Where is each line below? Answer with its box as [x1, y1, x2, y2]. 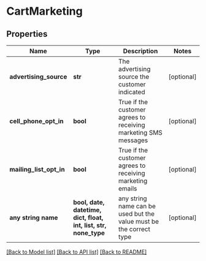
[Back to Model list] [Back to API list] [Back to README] [6, 248, 147, 255]
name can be [118, 202, 156, 210]
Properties [6, 29, 48, 39]
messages [118, 136, 148, 145]
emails [118, 184, 137, 192]
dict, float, [73, 213, 104, 222]
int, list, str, [73, 221, 107, 229]
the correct [118, 225, 150, 233]
